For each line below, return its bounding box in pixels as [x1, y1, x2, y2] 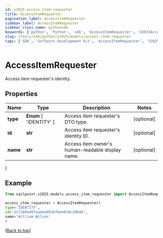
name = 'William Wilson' [5, 214, 51, 219]
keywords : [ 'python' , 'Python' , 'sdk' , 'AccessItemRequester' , [5, 30, 136, 34]
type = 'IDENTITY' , [5, 205, 40, 210]
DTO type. [65, 119, 88, 125]
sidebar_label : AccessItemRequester [5, 20, 79, 26]
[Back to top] [5, 227, 31, 233]
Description [82, 104, 111, 111]
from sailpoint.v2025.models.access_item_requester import [5, 192, 127, 197]
